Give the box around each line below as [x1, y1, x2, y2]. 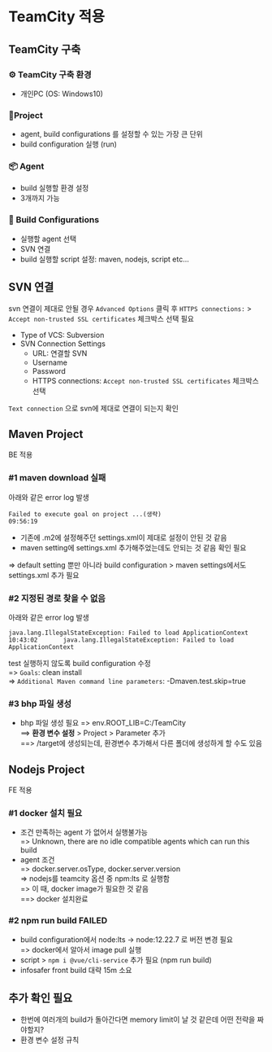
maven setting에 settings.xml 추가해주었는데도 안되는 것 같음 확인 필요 [19, 542, 247, 552]
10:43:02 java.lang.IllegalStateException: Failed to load [8, 636, 234, 644]
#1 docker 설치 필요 [8, 808, 83, 819]
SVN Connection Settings [19, 339, 106, 348]
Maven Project [8, 427, 84, 441]
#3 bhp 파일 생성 [8, 698, 71, 709]
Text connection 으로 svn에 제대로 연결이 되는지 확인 [8, 403, 179, 413]
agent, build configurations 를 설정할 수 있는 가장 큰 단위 [19, 129, 203, 139]
